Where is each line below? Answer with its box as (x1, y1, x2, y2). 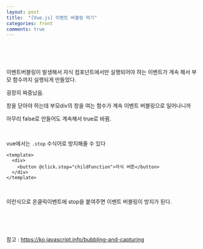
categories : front (6, 20, 53, 26)
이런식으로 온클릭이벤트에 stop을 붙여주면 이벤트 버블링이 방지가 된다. (6, 198, 172, 206)
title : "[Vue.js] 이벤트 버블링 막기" (6, 15, 98, 21)
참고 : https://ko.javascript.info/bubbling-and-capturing (6, 236, 144, 243)
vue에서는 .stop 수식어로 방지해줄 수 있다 (6, 140, 106, 147)
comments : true (6, 26, 45, 32)
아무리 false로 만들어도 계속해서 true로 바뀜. (6, 115, 112, 122)
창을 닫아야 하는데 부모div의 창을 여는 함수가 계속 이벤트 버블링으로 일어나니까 (6, 102, 191, 110)
